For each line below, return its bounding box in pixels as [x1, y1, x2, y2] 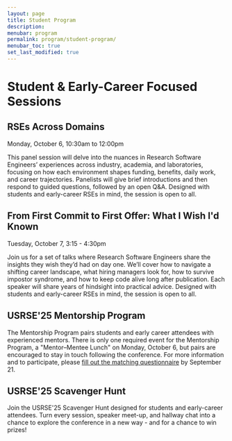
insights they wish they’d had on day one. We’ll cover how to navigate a [7, 260, 212, 268]
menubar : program [7, 29, 58, 37]
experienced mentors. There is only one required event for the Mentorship [7, 335, 220, 344]
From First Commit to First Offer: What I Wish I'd [7, 210, 219, 222]
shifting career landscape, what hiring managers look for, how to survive [7, 267, 215, 276]
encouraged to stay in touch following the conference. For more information [7, 350, 224, 358]
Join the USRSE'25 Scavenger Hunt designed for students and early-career [7, 403, 224, 412]
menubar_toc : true [7, 42, 60, 49]
